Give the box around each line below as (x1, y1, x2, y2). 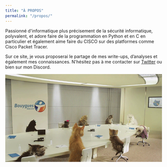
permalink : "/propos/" (5, 13, 53, 18)
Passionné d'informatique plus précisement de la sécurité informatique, (5, 27, 153, 33)
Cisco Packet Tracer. (5, 43, 49, 49)
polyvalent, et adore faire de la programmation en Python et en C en (5, 33, 146, 39)
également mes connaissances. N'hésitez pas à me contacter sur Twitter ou (5, 58, 162, 64)
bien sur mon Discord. (5, 64, 51, 70)
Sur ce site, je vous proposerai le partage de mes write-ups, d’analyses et (5, 53, 158, 59)
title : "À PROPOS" (5, 8, 44, 13)
